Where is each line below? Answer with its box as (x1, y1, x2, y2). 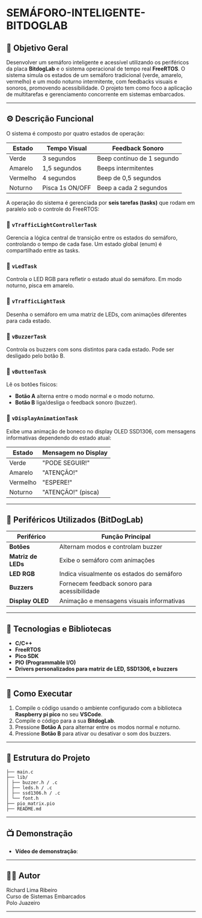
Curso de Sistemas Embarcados (6, 893, 86, 900)
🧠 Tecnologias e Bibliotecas (6, 624, 112, 634)
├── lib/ (6, 774, 28, 780)
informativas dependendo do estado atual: (6, 434, 111, 441)
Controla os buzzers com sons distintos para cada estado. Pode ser (6, 346, 174, 353)
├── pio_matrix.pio (6, 801, 55, 807)
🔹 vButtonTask (6, 367, 47, 376)
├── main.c (6, 769, 34, 775)
